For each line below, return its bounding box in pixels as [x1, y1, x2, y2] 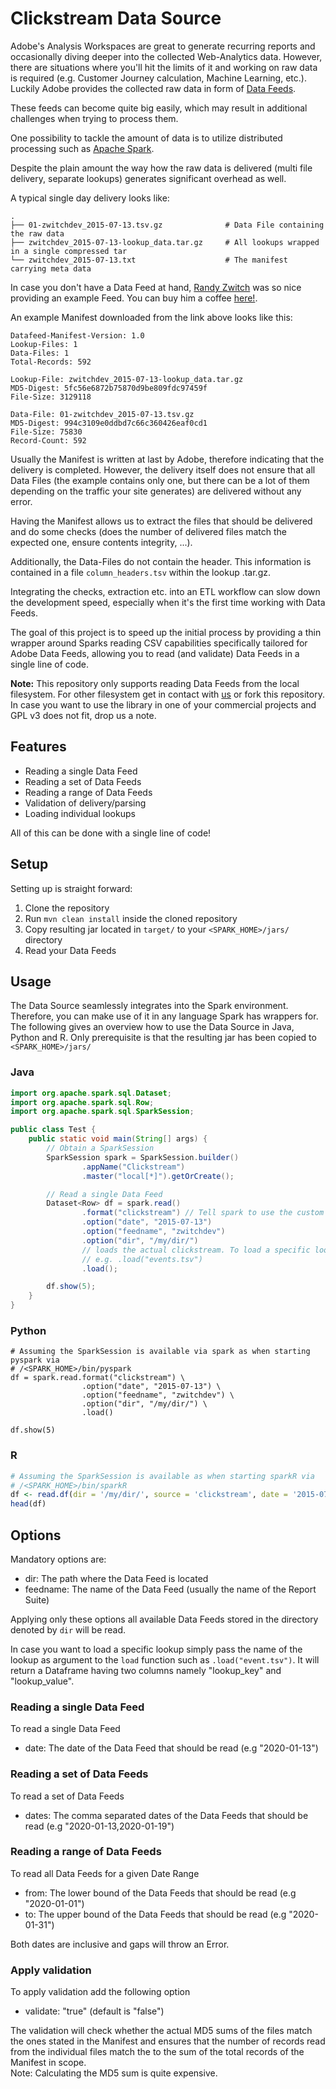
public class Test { [10, 1125, 97, 1135]
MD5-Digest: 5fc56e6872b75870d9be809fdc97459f [10, 383, 208, 393]
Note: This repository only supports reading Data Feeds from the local [10, 677, 300, 689]
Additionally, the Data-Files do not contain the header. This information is [10, 555, 312, 567]
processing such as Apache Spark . [10, 142, 155, 154]
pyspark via [10, 1355, 60, 1366]
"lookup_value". [10, 1675, 75, 1687]
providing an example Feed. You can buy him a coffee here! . [10, 292, 258, 304]
